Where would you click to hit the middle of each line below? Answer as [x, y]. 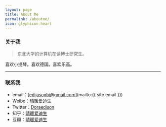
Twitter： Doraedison [33, 107]
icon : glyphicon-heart [28, 24]
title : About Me [22, 14]
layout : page [19, 10]
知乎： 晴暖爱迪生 [30, 113]
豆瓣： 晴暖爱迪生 [30, 119]
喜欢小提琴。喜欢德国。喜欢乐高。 [40, 64]
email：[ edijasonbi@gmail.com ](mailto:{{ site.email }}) [67, 94]
